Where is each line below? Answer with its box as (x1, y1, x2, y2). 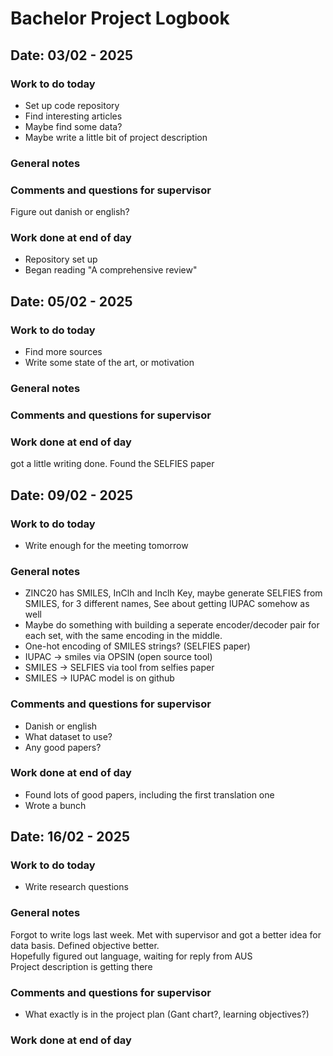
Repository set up (24, 253, 98, 266)
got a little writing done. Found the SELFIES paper (10, 458, 215, 470)
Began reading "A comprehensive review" (24, 264, 198, 276)
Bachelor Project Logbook (10, 7, 230, 30)
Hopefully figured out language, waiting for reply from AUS (10, 950, 253, 962)
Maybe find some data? (24, 120, 123, 132)
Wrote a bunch (24, 799, 87, 811)
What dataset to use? (24, 730, 113, 742)
